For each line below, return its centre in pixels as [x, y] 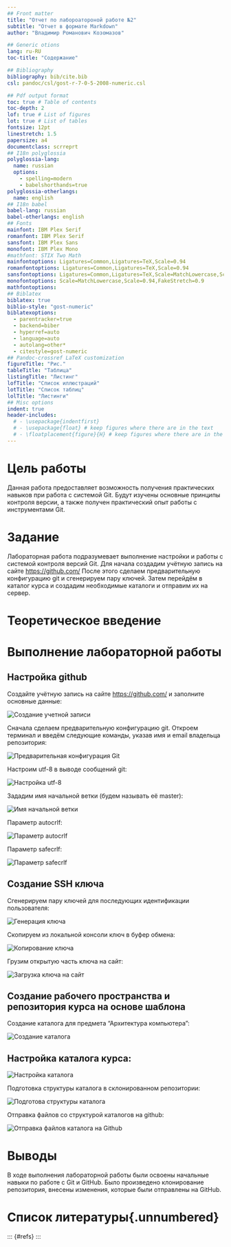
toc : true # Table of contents [52, 102]
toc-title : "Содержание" [43, 58]
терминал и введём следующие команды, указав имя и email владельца [114, 735]
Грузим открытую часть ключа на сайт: [65, 961]
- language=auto [36, 338]
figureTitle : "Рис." [37, 364]
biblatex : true [29, 300]
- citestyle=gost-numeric [51, 351]
